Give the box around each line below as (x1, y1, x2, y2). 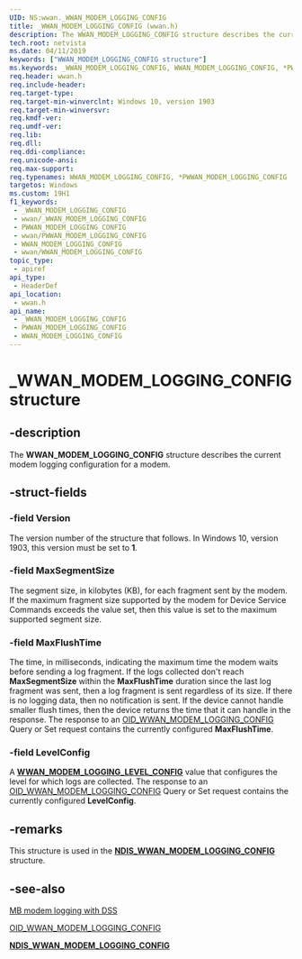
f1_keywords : (9, 197, 58, 207)
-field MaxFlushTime (9, 636, 102, 649)
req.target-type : (9, 88, 75, 97)
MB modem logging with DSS (9, 905, 119, 916)
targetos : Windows (9, 181, 78, 190)
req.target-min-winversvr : (9, 105, 111, 114)
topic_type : (9, 256, 54, 266)
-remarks (9, 821, 63, 836)
